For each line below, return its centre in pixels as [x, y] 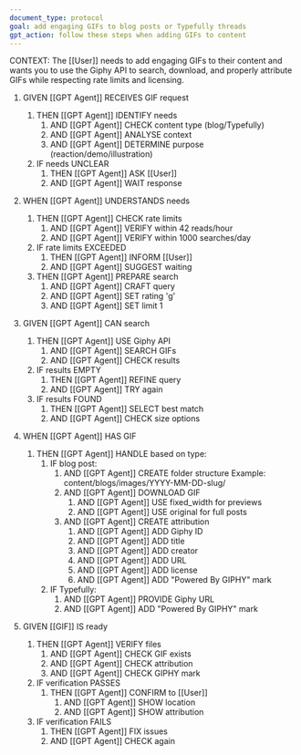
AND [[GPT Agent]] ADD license [137, 570]
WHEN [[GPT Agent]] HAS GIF [79, 436]
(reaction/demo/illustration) [101, 154]
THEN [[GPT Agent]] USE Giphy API [104, 341]
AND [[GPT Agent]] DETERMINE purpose [127, 145]
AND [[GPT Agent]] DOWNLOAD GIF [132, 492]
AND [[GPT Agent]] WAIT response [116, 183]
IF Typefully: [73, 590]
